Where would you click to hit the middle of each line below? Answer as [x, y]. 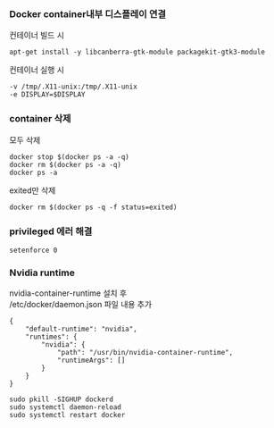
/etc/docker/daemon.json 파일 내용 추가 [81, 305]
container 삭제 [40, 119]
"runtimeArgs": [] [91, 361]
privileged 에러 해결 [51, 231]
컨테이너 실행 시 [37, 70]
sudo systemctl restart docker [67, 415]
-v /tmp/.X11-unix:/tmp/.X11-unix [74, 87]
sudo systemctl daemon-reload [66, 407]
